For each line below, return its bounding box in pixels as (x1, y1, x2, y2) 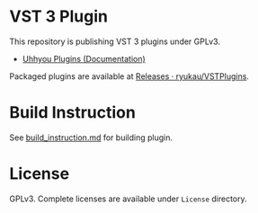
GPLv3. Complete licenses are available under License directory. (9, 193, 247, 204)
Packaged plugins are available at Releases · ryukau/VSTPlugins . (9, 70, 250, 82)
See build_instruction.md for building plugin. (9, 132, 173, 143)
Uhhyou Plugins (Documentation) (22, 53, 146, 64)
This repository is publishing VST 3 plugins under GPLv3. (9, 36, 220, 47)
